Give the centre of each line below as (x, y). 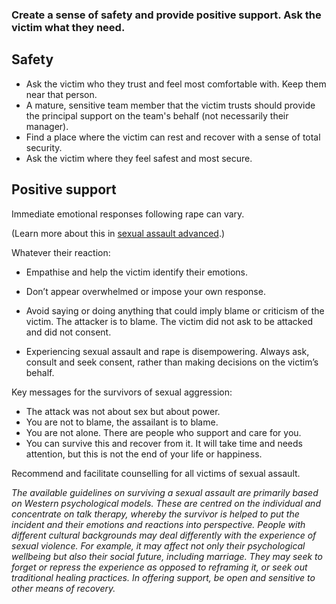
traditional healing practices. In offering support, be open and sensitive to (163, 577)
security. (44, 147)
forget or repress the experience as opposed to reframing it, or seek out (159, 567)
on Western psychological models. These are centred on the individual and (166, 503)
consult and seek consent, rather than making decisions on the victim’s (172, 362)
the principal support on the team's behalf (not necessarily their (157, 115)
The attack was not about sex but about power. (123, 411)
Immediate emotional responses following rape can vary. (128, 214)
